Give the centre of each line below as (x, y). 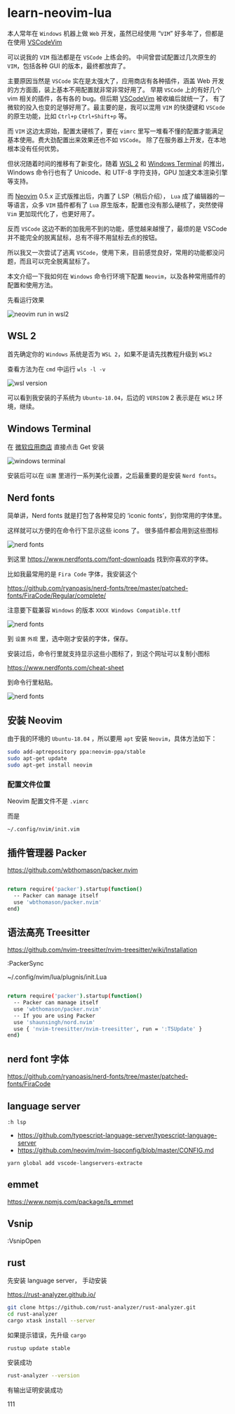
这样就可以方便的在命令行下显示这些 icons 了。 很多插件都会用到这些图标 (113, 531)
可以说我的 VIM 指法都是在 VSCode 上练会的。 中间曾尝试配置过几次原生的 (112, 57)
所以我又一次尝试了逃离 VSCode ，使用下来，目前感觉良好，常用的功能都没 (113, 252)
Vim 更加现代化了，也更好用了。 (53, 213)
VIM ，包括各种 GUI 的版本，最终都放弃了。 (68, 65)
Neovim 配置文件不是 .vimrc (48, 801)
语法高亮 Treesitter (49, 932)
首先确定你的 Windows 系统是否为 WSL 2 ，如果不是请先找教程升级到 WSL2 (110, 354)
